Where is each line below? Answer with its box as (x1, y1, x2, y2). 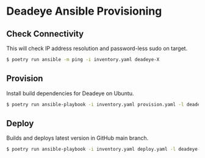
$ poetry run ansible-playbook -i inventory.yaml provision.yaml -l (6, 101, 184, 107)
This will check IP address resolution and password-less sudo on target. (6, 45, 188, 52)
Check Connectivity (6, 29, 84, 39)
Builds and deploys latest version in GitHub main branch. (6, 134, 149, 142)
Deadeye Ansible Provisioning (6, 4, 162, 18)
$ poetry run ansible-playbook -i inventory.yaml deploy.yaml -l (6, 146, 176, 153)
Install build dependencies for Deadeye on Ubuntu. (6, 90, 134, 97)
